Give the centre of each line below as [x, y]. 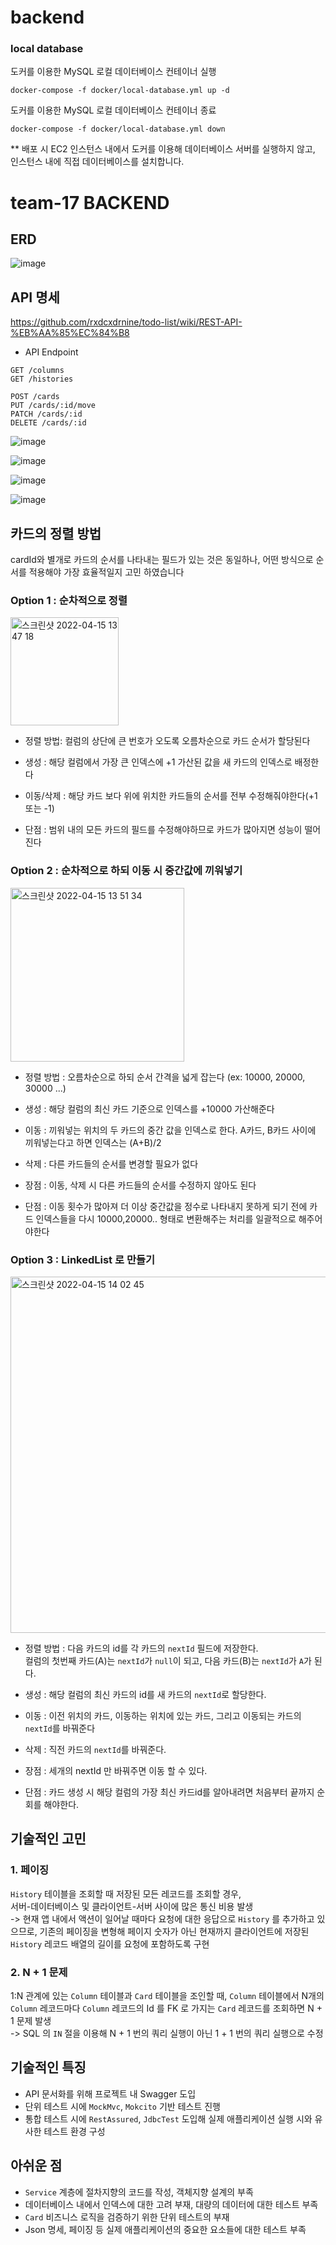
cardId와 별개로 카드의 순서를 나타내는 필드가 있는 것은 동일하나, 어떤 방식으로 [162, 560]
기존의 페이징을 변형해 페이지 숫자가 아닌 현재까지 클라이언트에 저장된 [174, 1931]
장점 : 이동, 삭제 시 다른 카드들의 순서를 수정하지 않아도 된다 [140, 1185]
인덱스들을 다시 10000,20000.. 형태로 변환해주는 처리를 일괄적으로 [166, 1218]
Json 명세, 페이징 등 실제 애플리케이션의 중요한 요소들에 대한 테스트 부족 [165, 2229]
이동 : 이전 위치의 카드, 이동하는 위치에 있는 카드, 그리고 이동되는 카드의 [163, 1715]
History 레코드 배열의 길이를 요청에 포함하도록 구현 [110, 1943]
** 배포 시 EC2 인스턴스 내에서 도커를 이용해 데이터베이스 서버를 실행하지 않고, [163, 149]
